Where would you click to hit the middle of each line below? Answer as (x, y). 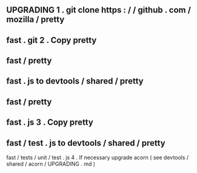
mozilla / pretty (35, 20)
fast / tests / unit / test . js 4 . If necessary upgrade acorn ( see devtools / (98, 157)
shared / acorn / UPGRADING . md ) (51, 164)
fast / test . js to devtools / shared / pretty (86, 143)
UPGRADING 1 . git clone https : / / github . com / (98, 10)
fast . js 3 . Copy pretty (50, 122)
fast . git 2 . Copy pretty (52, 40)
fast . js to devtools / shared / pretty (75, 81)
